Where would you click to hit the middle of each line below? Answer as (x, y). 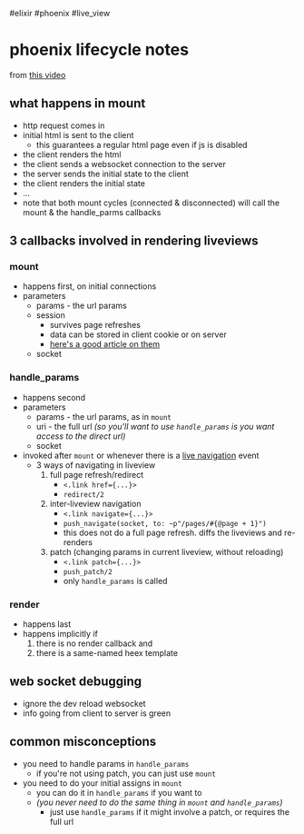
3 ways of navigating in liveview (96, 465)
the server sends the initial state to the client (105, 174)
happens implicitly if (60, 634)
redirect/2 (83, 494)
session (50, 315)
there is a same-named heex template (107, 653)
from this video (38, 74)
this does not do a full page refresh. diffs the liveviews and (173, 532)
